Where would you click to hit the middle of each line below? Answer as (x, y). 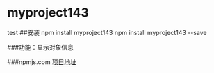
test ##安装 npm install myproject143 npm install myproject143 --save (107, 32)
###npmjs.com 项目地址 (42, 62)
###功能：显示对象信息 (41, 47)
